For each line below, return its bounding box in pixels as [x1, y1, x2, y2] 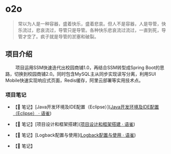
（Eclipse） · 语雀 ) [12, 111, 52, 117]
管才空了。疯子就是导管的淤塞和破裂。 [17, 33, 99, 39]
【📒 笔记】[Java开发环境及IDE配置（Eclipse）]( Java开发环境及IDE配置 [12, 104, 159, 110]
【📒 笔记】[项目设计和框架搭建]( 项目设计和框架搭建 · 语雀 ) [12, 121, 136, 127]
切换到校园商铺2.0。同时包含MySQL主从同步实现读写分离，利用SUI [14, 71, 156, 77]
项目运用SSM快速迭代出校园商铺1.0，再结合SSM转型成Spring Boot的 [15, 64, 160, 71]
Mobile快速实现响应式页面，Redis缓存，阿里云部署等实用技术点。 [5, 77, 143, 83]
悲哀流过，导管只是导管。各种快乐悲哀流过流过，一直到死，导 [35, 27, 166, 33]
